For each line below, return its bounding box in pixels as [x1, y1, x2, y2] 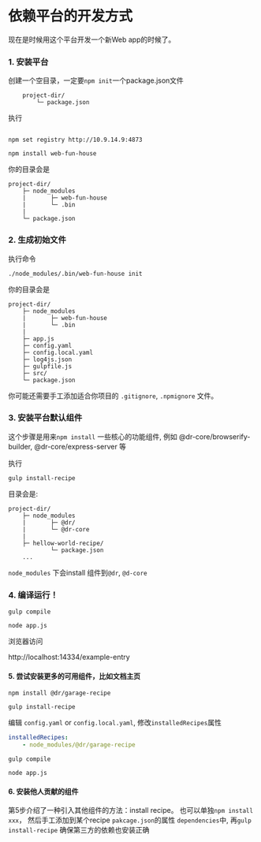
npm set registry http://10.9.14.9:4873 [8, 136, 144, 144]
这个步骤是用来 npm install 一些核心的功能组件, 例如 [8, 431, 177, 441]
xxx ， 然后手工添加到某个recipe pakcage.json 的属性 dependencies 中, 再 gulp [8, 815, 252, 825]
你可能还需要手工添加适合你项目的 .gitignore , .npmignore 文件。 [8, 391, 218, 401]
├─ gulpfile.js [22, 362, 73, 371]
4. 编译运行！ [8, 589, 59, 600]
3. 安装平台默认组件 [8, 412, 83, 423]
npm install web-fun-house [8, 150, 97, 158]
